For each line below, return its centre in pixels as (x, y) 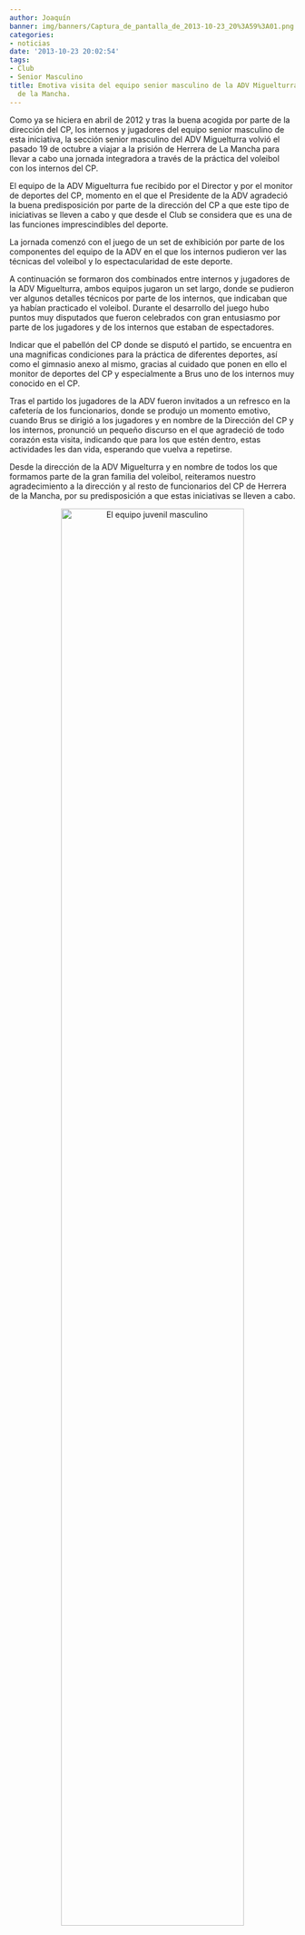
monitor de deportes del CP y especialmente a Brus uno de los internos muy (152, 373)
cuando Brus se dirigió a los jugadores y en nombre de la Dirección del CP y (152, 420)
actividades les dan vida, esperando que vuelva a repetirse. (121, 449)
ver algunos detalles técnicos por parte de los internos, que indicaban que (148, 298)
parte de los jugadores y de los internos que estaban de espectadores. (142, 327)
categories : (32, 35)
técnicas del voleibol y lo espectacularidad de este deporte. (121, 261)
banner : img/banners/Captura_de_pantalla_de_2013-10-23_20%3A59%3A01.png (152, 26)
